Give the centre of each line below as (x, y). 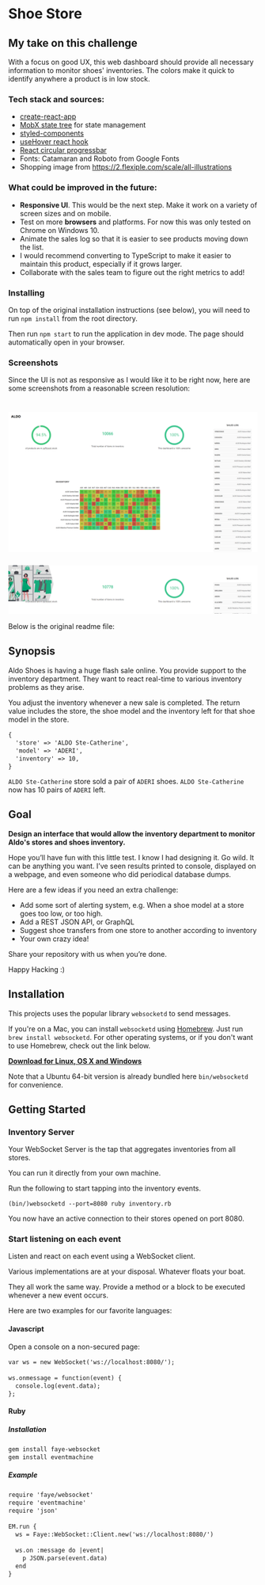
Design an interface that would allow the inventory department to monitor (132, 833)
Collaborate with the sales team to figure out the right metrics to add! (132, 272)
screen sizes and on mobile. (66, 213)
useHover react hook (54, 142)
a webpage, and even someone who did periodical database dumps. (120, 874)
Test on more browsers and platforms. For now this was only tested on (135, 222)
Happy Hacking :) (37, 969)
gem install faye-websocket (55, 1450)
